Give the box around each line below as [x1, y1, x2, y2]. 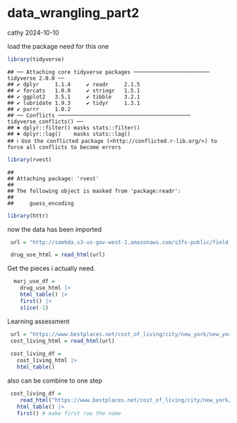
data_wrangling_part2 [7, 5, 140, 21]
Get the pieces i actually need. [7, 264, 96, 273]
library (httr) [7, 212, 49, 219]
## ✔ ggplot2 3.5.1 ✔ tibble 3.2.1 [7, 93, 140, 100]
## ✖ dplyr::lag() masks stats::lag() [7, 130, 131, 137]
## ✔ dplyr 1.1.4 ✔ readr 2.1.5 [7, 81, 140, 88]
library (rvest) [7, 156, 52, 163]
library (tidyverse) [7, 55, 65, 63]
